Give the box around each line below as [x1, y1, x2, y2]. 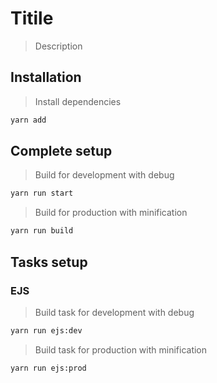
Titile [10, 7, 54, 30]
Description [34, 40, 83, 52]
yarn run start [10, 188, 74, 199]
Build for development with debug [34, 169, 175, 181]
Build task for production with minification [34, 343, 208, 356]
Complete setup [10, 143, 113, 160]
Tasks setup [10, 253, 88, 271]
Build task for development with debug [34, 306, 195, 318]
